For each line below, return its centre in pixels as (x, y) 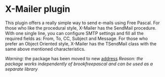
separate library (21, 69)
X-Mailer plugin (38, 9)
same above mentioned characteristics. (45, 49)
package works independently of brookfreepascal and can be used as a (79, 64)
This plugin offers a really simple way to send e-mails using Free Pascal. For (82, 23)
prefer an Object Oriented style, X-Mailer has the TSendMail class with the (81, 43)
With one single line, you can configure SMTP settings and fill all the (75, 33)
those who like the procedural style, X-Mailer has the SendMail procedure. (81, 28)
